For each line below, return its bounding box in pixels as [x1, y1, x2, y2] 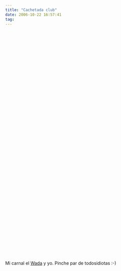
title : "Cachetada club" [5, 7, 57, 13]
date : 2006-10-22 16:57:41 [5, 12, 62, 17]
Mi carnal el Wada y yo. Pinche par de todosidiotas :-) [5, 260, 116, 266]
